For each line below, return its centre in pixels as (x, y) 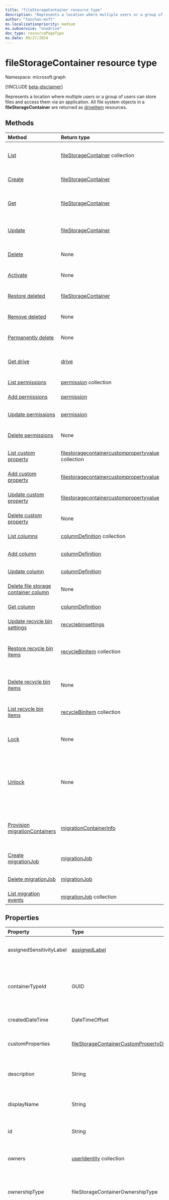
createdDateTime (28, 1020)
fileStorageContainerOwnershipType (115, 1192)
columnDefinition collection (93, 536)
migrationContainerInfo (88, 828)
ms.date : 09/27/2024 (27, 38)
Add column (22, 554)
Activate (18, 275)
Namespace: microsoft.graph (35, 77)
